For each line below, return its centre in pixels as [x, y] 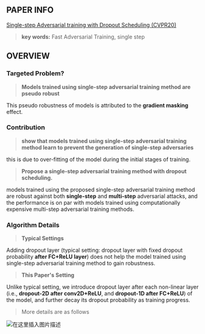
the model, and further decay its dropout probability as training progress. [99, 300]
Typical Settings [43, 238]
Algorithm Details [33, 225]
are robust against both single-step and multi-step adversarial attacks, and [102, 196]
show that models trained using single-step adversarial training [104, 141]
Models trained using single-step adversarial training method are [106, 87]
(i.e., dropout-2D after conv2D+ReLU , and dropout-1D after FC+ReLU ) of [99, 294]
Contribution [26, 127]
